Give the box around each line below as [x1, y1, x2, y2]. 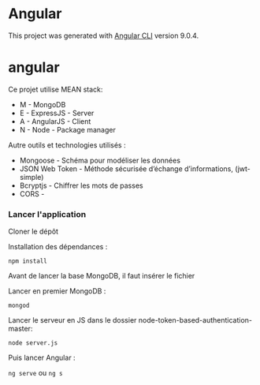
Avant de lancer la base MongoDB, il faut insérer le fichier [8, 271, 195, 281]
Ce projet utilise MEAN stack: [8, 84, 103, 94]
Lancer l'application [8, 208, 87, 219]
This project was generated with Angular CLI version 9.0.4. [8, 31, 199, 40]
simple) [19, 172, 44, 181]
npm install [8, 257, 47, 265]
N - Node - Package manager [19, 125, 116, 134]
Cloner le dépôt [8, 226, 59, 237]
